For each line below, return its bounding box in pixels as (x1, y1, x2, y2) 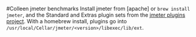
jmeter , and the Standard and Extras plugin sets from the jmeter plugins (6, 11, 186, 18)
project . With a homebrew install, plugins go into (6, 18, 127, 24)
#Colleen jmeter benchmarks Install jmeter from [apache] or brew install (6, 5, 190, 12)
